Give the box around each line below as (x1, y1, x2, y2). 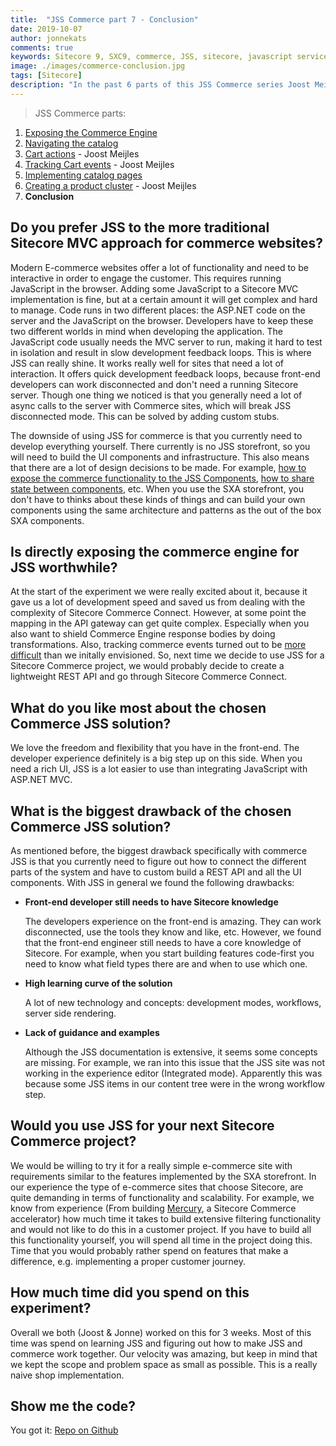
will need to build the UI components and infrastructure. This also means (10, 451, 310, 463)
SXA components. (10, 514, 85, 526)
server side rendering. (24, 1007, 117, 1019)
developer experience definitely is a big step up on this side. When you (10, 752, 303, 765)
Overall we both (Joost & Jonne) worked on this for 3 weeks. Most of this (10, 1326, 312, 1338)
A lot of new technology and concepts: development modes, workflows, (24, 997, 322, 1008)
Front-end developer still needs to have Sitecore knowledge (24, 896, 279, 908)
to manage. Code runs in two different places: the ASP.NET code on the (10, 304, 306, 316)
